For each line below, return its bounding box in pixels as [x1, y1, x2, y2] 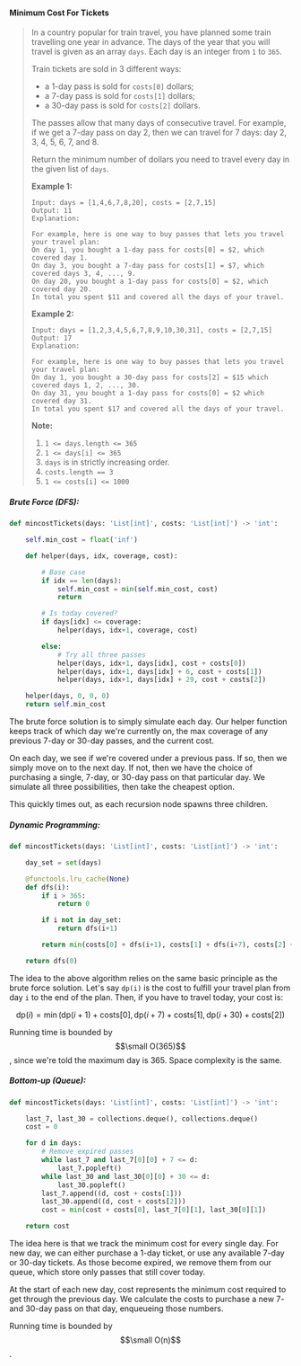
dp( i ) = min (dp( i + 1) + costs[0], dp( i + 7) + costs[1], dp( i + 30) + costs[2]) [16, 1009, 285, 1020]
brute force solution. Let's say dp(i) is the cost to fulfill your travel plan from [9, 982, 291, 993]
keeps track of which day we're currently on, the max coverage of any [9, 726, 269, 737]
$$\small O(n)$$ [119, 1335, 182, 1345]
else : [41, 642, 63, 651]
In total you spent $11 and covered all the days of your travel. [30, 293, 285, 302]
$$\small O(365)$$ [115, 1041, 186, 1051]
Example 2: [30, 308, 74, 319]
